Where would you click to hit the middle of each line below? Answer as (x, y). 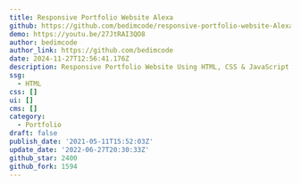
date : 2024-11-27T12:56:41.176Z (69, 59)
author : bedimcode (43, 42)
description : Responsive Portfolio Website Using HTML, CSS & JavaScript (150, 68)
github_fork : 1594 (43, 166)
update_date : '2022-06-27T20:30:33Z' (79, 149)
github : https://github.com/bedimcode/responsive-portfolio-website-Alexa (151, 26)
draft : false (33, 133)
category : (28, 117)
